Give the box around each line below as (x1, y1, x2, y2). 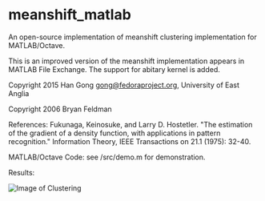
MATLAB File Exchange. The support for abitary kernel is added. (8, 64, 220, 74)
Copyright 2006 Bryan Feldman (8, 104, 112, 114)
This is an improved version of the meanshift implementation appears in (8, 56, 245, 66)
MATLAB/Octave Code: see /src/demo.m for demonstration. (8, 152, 206, 162)
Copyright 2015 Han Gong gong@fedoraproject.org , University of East (8, 80, 240, 90)
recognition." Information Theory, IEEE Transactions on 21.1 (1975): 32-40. (8, 136, 251, 146)
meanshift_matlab (8, 6, 132, 24)
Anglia (8, 88, 30, 98)
